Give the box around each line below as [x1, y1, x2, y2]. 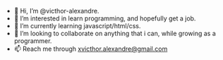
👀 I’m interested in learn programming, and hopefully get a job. [13, 14, 196, 23]
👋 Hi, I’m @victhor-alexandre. [13, 7, 100, 15]
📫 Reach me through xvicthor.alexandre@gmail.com [13, 44, 168, 53]
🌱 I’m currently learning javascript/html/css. [13, 22, 141, 30]
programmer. [13, 37, 52, 45]
